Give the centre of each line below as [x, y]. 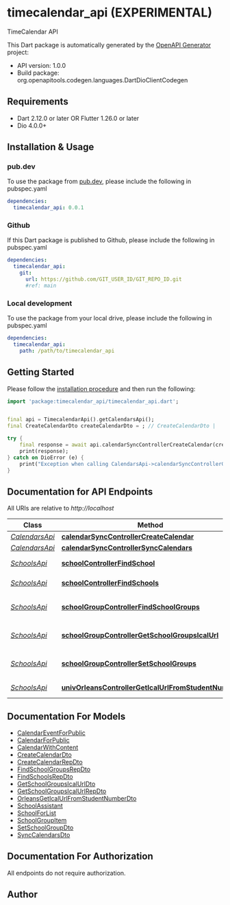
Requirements [38, 102]
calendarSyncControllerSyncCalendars [127, 548]
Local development [40, 303]
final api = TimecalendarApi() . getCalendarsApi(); [81, 420]
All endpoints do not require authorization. [66, 873]
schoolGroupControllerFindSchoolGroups [131, 607]
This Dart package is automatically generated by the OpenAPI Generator [109, 45]
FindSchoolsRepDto [45, 777]
